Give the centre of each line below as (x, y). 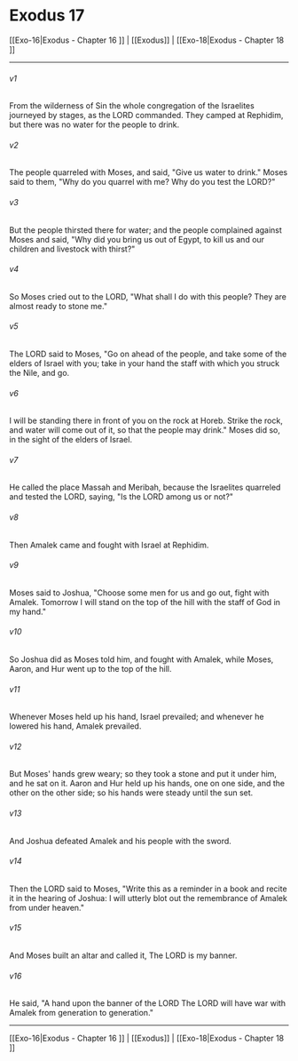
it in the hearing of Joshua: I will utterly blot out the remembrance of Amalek (149, 897)
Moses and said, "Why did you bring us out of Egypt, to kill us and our (137, 239)
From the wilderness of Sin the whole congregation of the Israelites (132, 106)
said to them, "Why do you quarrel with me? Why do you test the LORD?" (142, 182)
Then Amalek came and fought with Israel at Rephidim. (109, 545)
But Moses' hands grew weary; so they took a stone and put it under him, (143, 774)
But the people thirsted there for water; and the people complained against (145, 230)
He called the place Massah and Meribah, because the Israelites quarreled (145, 487)
